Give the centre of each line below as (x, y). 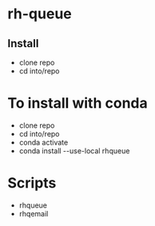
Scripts (32, 183)
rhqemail (34, 213)
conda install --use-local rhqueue (74, 151)
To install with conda (78, 103)
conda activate (44, 142)
